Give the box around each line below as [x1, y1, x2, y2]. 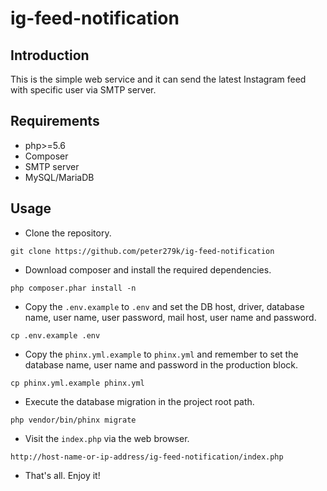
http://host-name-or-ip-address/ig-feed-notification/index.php [10, 452, 284, 462]
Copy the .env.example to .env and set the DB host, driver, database [24, 300, 305, 312]
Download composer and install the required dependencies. [24, 263, 272, 276]
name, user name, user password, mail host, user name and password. [24, 311, 317, 323]
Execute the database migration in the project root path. [24, 395, 255, 407]
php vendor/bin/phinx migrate [10, 415, 137, 425]
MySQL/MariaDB [24, 171, 95, 183]
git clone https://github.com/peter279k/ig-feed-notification [10, 246, 275, 256]
